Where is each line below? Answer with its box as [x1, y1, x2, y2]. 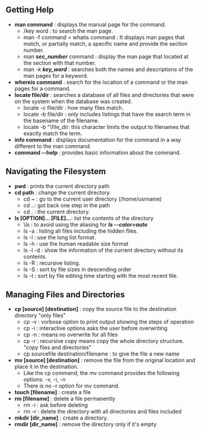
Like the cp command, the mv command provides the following [23, 370, 180, 377]
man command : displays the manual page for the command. [14, 20, 166, 28]
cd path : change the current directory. [14, 189, 111, 196]
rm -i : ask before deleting [23, 401, 88, 409]
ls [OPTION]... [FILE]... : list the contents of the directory [14, 214, 154, 222]
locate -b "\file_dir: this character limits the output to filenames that [23, 123, 190, 130]
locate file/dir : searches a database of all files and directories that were [14, 91, 194, 98]
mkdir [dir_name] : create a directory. [14, 414, 108, 421]
